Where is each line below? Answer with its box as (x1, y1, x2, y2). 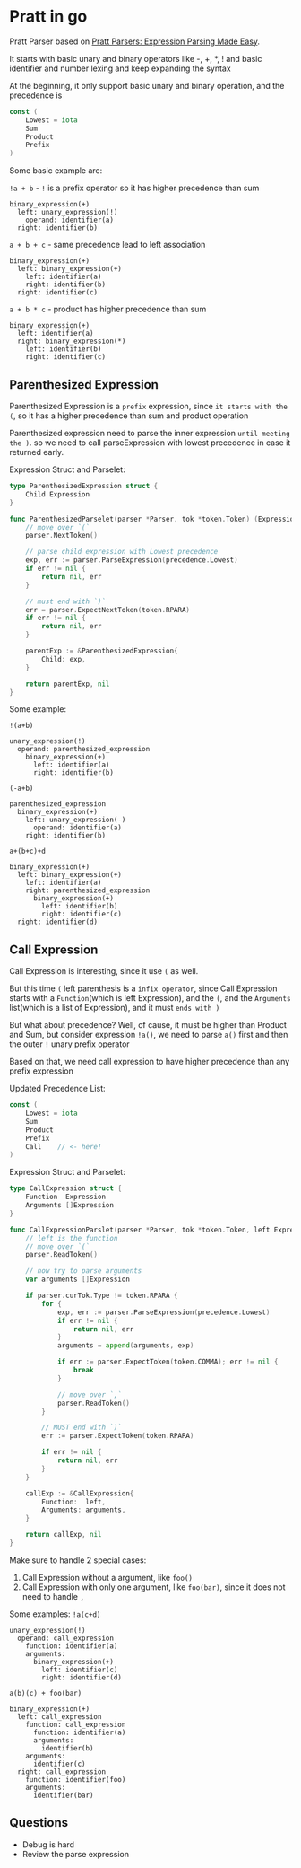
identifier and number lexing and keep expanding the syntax (9, 63, 231, 74)
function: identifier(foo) (25, 1775, 126, 1784)
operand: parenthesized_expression (17, 745, 150, 754)
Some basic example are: (9, 165, 103, 176)
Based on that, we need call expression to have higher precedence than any (9, 1057, 290, 1067)
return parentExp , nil (25, 680, 110, 688)
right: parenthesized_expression (25, 886, 150, 895)
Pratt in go (9, 6, 88, 27)
